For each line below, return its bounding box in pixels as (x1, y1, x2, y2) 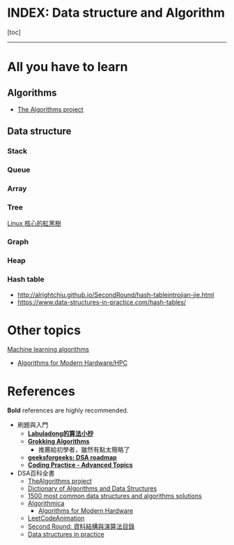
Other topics (7, 322, 81, 338)
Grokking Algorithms (27, 438, 90, 446)
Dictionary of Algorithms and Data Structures (27, 484, 157, 493)
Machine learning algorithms (7, 345, 89, 354)
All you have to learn (7, 59, 128, 75)
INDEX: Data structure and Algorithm (7, 5, 225, 21)
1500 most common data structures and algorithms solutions (27, 492, 202, 500)
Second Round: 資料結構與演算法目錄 (27, 522, 135, 531)
